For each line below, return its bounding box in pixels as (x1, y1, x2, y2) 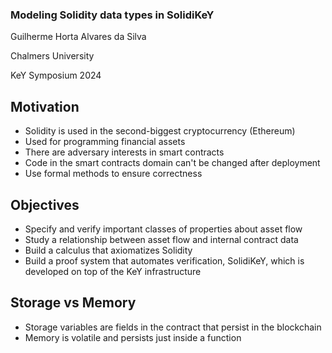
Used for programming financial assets (24, 136, 186, 148)
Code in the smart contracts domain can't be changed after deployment (24, 157, 321, 169)
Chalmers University (10, 50, 95, 62)
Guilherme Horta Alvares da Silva (10, 31, 147, 43)
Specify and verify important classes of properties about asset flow (24, 223, 303, 235)
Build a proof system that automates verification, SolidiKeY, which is (24, 254, 305, 267)
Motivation (10, 98, 80, 115)
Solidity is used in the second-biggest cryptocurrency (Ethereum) (24, 125, 296, 137)
